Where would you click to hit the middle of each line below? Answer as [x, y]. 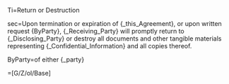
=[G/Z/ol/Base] [29, 73]
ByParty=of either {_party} [46, 59]
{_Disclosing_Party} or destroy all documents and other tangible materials [114, 38]
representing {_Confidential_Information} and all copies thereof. [100, 46]
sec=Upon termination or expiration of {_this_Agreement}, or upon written [115, 23]
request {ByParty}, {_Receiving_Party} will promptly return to [96, 31]
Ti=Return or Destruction [43, 10]
